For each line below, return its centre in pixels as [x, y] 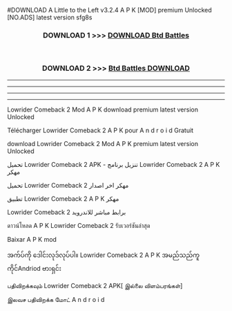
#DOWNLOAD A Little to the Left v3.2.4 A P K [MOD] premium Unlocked [109, 10]
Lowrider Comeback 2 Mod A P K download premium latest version [103, 109]
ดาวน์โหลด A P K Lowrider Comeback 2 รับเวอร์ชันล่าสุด [79, 225]
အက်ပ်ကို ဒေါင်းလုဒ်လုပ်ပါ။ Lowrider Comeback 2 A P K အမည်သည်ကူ [104, 255]
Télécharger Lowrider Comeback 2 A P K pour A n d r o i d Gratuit [100, 130]
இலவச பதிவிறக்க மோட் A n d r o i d [56, 299]
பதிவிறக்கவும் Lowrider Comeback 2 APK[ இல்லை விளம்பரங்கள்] [95, 285]
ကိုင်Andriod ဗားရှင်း [35, 268]
